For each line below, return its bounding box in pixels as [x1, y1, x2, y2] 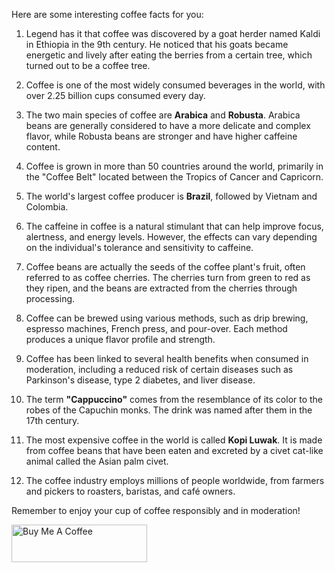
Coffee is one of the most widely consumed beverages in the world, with [25, 79, 326, 91]
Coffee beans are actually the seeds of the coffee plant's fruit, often [25, 261, 306, 273]
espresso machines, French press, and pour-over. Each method [25, 323, 288, 334]
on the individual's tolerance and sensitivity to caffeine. [25, 242, 254, 253]
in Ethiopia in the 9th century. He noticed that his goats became [25, 39, 289, 50]
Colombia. [25, 201, 69, 213]
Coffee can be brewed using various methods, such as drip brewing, [25, 312, 309, 324]
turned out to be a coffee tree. [25, 60, 151, 71]
